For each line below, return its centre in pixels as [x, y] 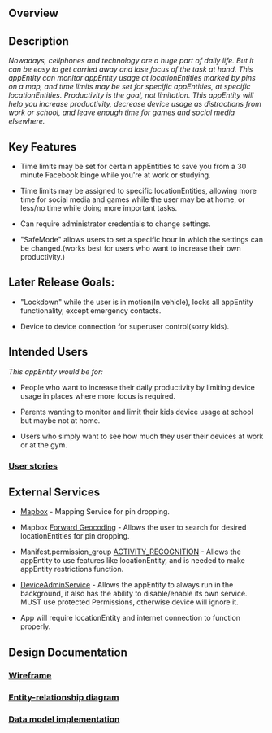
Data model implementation [64, 719]
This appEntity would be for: [56, 371]
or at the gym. [43, 445]
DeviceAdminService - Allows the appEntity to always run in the [127, 585]
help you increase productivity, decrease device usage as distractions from [135, 104]
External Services [54, 492]
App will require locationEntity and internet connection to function [130, 618]
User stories [33, 465]
